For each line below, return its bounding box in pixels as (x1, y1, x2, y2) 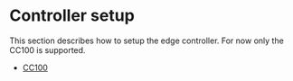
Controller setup (9, 5, 136, 26)
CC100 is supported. (9, 44, 86, 55)
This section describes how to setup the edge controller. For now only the (9, 35, 285, 46)
